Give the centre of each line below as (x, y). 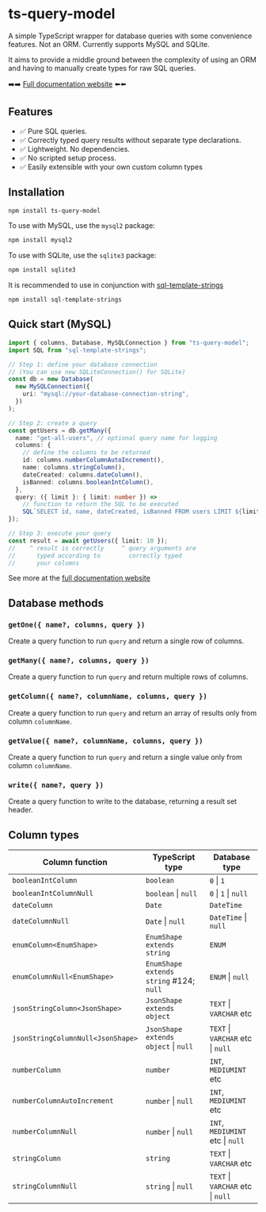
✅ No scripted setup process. (68, 158)
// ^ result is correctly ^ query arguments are (102, 548)
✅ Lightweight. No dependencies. (75, 149)
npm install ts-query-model (55, 210)
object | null (169, 1047)
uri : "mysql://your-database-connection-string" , (106, 394)
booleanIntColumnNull (53, 894)
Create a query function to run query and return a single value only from (125, 757)
